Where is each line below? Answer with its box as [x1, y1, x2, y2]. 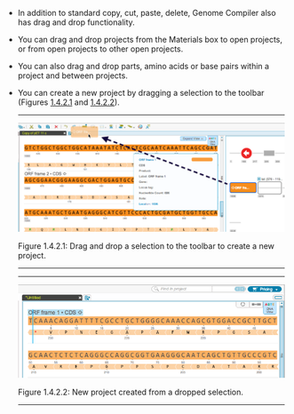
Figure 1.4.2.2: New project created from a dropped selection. [17, 386, 244, 398]
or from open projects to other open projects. [17, 44, 184, 54]
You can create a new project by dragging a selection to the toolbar [17, 88, 265, 98]
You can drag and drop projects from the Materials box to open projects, [17, 35, 282, 44]
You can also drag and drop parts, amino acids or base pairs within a [17, 61, 269, 71]
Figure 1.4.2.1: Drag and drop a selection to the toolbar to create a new [17, 241, 275, 251]
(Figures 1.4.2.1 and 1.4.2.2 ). [17, 97, 120, 107]
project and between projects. [17, 70, 129, 81]
